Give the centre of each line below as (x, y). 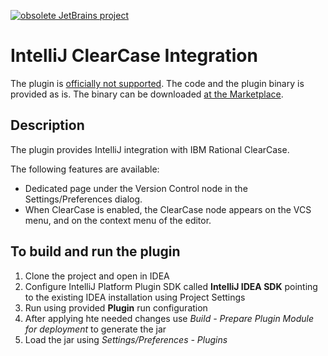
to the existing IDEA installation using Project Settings (135, 297)
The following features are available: (85, 169)
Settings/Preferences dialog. (83, 199)
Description (47, 125)
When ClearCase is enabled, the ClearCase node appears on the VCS (168, 209)
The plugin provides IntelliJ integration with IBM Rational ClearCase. (150, 149)
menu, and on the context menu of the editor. (118, 220)
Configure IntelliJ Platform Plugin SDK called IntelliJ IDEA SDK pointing (171, 286)
